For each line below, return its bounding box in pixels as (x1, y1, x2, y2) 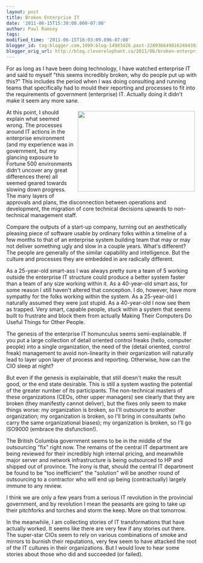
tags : (6, 31, 20, 37)
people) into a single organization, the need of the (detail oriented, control (6, 343, 190, 350)
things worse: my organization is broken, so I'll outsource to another (6, 406, 176, 413)
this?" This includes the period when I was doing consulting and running (6, 77, 186, 85)
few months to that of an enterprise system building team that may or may (6, 236, 191, 243)
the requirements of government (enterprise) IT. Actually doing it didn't (6, 90, 183, 97)
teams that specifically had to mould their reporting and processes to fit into (6, 84, 195, 91)
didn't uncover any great (6, 166, 68, 174)
